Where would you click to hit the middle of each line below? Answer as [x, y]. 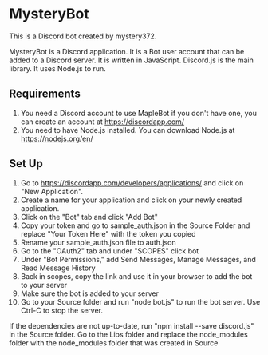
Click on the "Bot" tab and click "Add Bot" [89, 217]
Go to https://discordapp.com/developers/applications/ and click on [132, 183]
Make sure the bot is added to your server [89, 293]
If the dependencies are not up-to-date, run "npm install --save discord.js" [132, 325]
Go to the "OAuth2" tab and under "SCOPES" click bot [110, 251]
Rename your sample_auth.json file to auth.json [98, 242]
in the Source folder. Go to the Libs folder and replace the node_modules [128, 334]
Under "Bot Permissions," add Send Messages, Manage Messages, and [138, 259]
